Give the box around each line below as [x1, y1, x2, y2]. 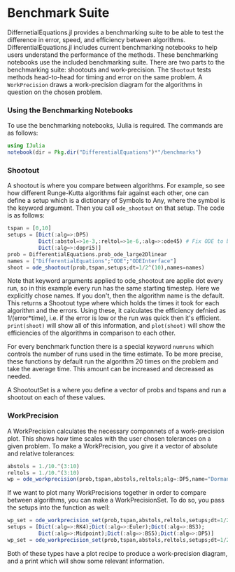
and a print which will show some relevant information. [7, 557, 164, 565]
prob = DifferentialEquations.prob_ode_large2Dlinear [7, 251, 168, 258]
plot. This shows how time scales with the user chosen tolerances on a [7, 434, 211, 443]
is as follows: [7, 211, 45, 220]
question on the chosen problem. [7, 88, 103, 96]
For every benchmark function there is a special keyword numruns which [7, 342, 215, 351]
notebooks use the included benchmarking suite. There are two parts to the [7, 58, 225, 66]
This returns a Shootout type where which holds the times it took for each [7, 299, 220, 307]
